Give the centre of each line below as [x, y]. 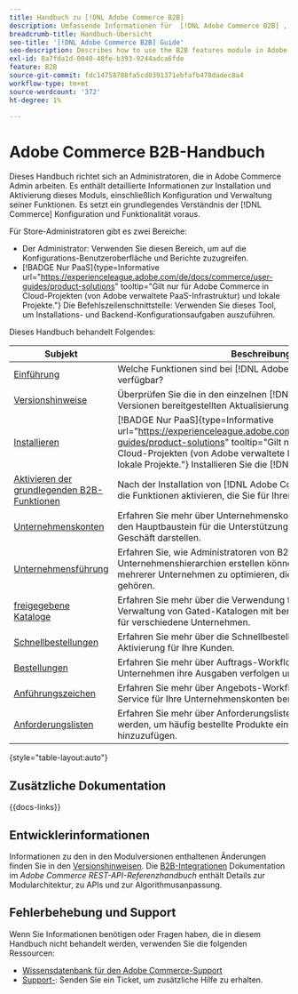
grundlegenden [46, 490]
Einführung [37, 374]
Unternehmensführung [61, 569]
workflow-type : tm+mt [49, 84]
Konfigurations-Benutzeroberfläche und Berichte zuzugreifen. [135, 258]
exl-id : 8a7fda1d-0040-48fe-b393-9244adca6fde [97, 59]
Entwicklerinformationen [80, 835]
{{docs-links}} [35, 807]
